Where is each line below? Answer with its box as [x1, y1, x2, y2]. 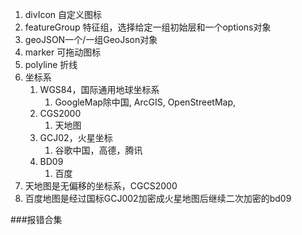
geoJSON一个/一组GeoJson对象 [24, 34, 158, 45]
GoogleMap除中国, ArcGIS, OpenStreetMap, [54, 96, 236, 108]
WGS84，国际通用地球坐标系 [39, 84, 160, 95]
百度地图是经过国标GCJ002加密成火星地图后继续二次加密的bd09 [24, 193, 292, 204]
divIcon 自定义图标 [24, 9, 103, 20]
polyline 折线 [24, 59, 78, 70]
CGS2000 [39, 108, 82, 119]
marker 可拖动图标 [24, 46, 102, 58]
